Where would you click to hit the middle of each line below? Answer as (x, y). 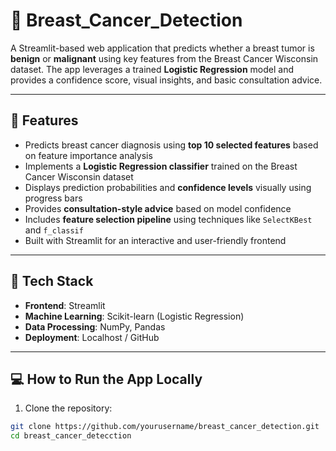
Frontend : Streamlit (65, 305)
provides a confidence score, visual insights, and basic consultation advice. (166, 80)
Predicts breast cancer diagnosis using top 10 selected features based (171, 145)
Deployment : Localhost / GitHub (92, 337)
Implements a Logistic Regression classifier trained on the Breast (161, 166)
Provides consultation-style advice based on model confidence (158, 208)
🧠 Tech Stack (52, 281)
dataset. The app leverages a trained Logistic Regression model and (152, 69)
